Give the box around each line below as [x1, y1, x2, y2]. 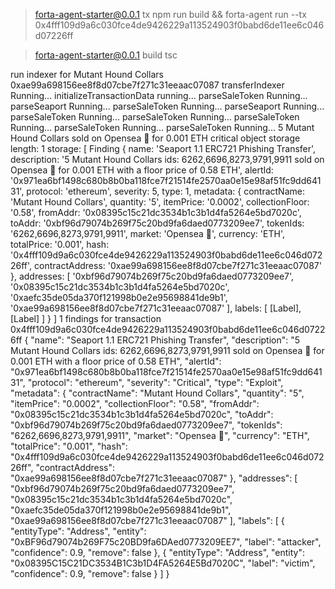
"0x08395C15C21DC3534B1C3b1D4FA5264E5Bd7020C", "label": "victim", [10, 557, 316, 569]
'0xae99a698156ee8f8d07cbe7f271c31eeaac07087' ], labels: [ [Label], [10, 302, 302, 314]
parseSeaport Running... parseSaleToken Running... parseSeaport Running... [10, 100, 325, 112]
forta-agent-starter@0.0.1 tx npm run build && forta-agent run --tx [34, 9, 307, 20]
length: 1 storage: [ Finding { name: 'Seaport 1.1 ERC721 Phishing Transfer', [10, 143, 317, 154]
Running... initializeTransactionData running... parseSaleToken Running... [10, 90, 308, 101]
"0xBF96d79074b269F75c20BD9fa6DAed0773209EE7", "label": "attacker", [10, 536, 322, 548]
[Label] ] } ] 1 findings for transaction [10, 313, 162, 324]
